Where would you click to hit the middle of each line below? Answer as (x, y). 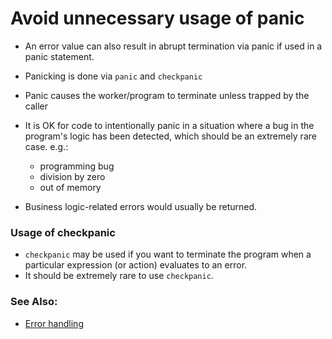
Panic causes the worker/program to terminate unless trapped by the (167, 95)
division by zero (72, 176)
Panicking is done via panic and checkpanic (113, 76)
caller (36, 106)
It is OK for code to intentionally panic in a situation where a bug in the (169, 125)
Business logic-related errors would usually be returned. (141, 206)
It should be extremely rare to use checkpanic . (119, 276)
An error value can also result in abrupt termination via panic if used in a (173, 46)
